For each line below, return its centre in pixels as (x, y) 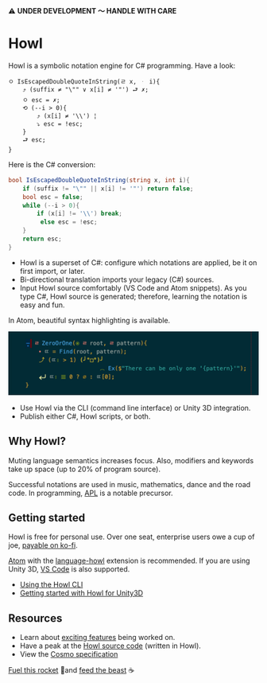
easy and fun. (42, 305)
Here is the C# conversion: (52, 164)
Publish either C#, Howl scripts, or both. (85, 416)
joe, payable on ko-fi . (43, 545)
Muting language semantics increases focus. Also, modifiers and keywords (131, 460)
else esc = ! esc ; (69, 222)
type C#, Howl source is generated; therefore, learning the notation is (133, 296)
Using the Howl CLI (51, 585)
